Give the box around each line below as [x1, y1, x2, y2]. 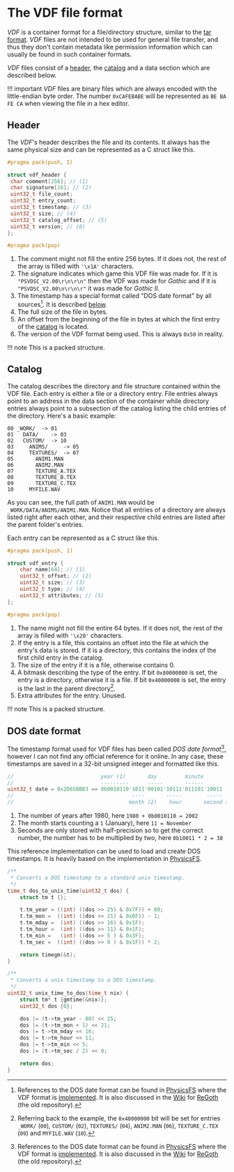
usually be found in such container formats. [7, 50, 132, 58]
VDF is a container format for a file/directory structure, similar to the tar [7, 28, 212, 36]
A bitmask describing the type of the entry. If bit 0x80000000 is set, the [17, 668, 218, 676]
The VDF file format [7, 5, 123, 21]
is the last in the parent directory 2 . [17, 683, 116, 692]
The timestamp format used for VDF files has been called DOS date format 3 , [7, 743, 226, 753]
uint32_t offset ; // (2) [19, 573, 92, 580]
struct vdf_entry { [7, 560, 64, 567]
